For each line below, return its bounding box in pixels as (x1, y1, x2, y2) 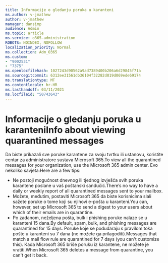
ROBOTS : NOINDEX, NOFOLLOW (5, 40, 62, 45)
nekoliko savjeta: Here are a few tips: (5, 167, 81, 174)
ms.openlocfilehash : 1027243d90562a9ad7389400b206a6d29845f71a (5, 69, 141, 74)
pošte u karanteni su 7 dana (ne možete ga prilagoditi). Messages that (12, 231, 157, 237)
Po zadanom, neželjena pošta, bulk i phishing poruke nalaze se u (12, 215, 147, 221)
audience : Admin (5, 26, 39, 31)
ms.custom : (5, 54, 28, 59)
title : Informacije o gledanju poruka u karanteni (5, 7, 114, 13)
